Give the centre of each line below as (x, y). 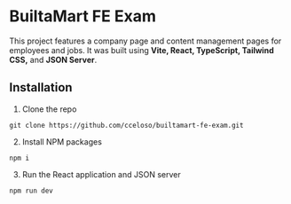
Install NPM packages (62, 141)
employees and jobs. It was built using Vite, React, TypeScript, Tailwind (142, 50)
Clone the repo (49, 109)
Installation (41, 87)
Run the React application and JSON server (101, 174)
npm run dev (31, 191)
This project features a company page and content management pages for (145, 41)
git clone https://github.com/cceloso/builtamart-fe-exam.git (126, 125)
